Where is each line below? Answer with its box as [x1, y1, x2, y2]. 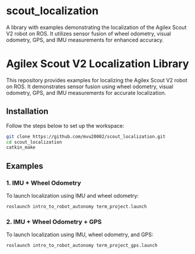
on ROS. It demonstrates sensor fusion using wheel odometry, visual [6, 83, 174, 90]
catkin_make [6, 144, 36, 150]
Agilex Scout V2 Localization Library [6, 57, 190, 70]
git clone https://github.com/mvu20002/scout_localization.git [6, 133, 166, 140]
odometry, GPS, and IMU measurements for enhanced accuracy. [6, 36, 164, 43]
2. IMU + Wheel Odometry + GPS [6, 217, 102, 226]
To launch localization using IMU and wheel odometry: [6, 192, 139, 199]
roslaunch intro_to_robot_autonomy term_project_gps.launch [6, 243, 158, 249]
